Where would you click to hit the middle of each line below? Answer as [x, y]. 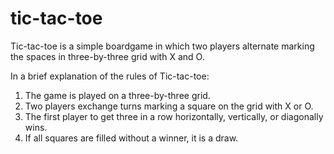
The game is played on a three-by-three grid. [117, 95]
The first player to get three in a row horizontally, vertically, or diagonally [174, 116]
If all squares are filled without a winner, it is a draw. [131, 138]
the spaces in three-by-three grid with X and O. [107, 56]
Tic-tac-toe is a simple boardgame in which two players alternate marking [162, 46]
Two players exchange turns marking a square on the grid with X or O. [169, 106]
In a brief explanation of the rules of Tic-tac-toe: [110, 76]
